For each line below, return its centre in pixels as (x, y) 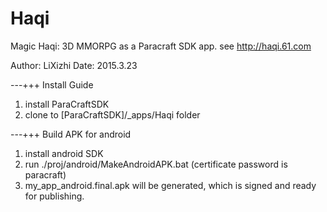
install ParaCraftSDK (67, 104)
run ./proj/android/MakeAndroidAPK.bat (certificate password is (156, 164)
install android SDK (64, 153)
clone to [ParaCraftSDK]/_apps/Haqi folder (112, 114)
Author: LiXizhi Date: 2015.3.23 (74, 65)
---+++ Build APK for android (71, 134)
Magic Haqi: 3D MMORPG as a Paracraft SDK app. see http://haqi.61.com (161, 46)
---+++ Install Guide (52, 84)
